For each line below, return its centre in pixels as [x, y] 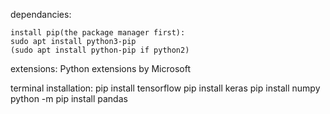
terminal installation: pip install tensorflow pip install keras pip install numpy [165, 88]
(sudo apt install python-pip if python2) [100, 50]
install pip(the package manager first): [98, 33]
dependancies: [41, 14]
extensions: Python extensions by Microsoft [100, 68]
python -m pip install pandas [69, 98]
